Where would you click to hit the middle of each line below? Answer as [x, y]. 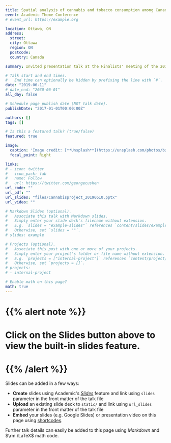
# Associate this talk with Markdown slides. [57, 216]
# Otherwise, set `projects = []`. [45, 263]
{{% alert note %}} [46, 312]
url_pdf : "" [18, 193]
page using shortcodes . [37, 420]
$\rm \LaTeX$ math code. [32, 435]
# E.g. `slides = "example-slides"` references [59, 226]
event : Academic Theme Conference [42, 15]
